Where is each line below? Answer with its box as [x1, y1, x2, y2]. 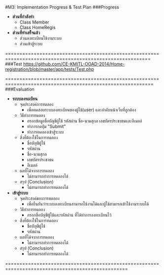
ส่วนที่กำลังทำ [12, 14, 34, 19]
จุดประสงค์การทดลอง [19, 101, 54, 107]
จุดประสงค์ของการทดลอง [19, 195, 60, 201]
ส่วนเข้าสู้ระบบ [19, 41, 43, 46]
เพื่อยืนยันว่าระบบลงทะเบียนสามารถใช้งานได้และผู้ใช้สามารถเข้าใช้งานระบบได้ [27, 201, 149, 207]
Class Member [19, 19, 49, 25]
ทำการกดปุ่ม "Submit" [27, 123, 66, 129]
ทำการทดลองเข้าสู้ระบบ [27, 129, 64, 135]
